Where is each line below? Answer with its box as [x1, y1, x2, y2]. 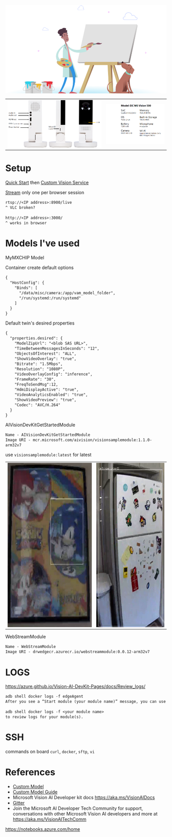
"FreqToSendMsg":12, [14, 382, 58, 387]
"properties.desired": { [10, 336, 63, 341]
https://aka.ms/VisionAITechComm [12, 816, 87, 823]
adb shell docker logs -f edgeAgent [5, 694, 83, 699]
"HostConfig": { [10, 280, 45, 286]
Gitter [12, 800, 25, 806]
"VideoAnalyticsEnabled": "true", [14, 392, 88, 397]
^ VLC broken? [5, 205, 36, 211]
